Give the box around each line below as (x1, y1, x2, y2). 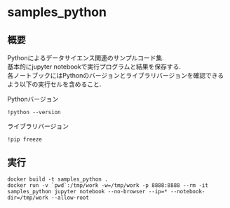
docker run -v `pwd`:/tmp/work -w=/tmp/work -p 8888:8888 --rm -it (7, 181, 209, 189)
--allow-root (51, 194, 90, 201)
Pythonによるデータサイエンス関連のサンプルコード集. (7, 54, 165, 62)
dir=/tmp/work (7, 194, 49, 201)
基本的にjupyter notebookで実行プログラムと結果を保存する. (7, 62, 181, 71)
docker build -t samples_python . (7, 176, 109, 183)
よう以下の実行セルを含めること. (7, 80, 102, 88)
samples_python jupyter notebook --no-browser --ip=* (7, 188, 168, 195)
